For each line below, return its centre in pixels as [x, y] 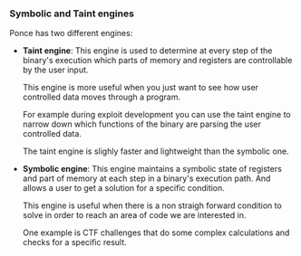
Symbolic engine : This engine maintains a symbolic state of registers [152, 169]
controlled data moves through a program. [102, 97]
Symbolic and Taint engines [72, 14]
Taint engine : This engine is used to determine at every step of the [147, 51]
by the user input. [55, 70]
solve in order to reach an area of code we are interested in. [134, 215]
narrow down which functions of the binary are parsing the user [141, 124]
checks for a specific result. [74, 242]
